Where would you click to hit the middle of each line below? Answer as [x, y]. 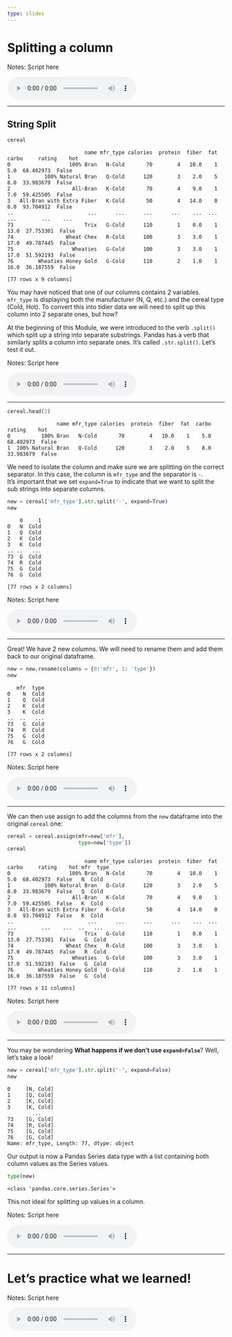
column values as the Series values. [58, 1163]
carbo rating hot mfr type [58, 868]
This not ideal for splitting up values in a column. [76, 1201]
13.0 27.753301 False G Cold [57, 940]
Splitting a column [60, 47]
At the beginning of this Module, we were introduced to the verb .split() [112, 328]
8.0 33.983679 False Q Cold [55, 892]
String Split [32, 124]
